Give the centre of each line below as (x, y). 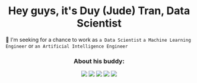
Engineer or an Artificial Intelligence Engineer (67, 46)
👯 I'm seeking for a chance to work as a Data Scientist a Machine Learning (98, 39)
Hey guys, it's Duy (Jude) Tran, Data (99, 11)
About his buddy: (99, 61)
